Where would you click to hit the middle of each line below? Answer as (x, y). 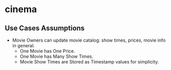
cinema (21, 9)
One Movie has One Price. (47, 51)
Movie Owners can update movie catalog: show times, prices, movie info (89, 40)
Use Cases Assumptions (45, 28)
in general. (24, 46)
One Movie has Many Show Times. (56, 56)
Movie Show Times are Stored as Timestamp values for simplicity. (89, 62)
